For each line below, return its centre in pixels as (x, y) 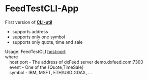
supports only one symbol (39, 37)
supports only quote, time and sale (47, 42)
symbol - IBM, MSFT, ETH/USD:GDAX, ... (51, 72)
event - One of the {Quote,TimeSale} (46, 67)
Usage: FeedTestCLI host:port (35, 52)
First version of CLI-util (29, 22)
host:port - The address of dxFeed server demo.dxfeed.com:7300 (76, 62)
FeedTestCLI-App (42, 9)
